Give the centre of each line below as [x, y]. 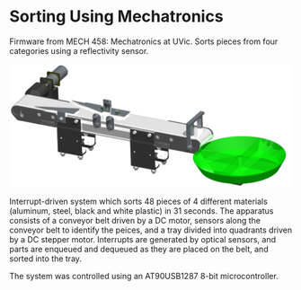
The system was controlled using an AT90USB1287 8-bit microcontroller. [144, 277]
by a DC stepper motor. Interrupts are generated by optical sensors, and [143, 240]
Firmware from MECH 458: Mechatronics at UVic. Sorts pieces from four [144, 41]
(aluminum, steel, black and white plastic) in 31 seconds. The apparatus [142, 211]
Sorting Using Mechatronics [116, 17]
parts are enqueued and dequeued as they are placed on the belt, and [139, 250]
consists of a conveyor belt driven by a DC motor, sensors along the [135, 221]
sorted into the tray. [46, 259]
